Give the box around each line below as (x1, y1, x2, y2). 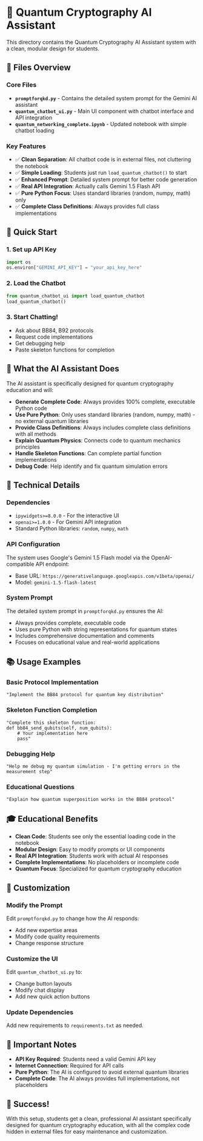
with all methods (15, 430, 56, 438)
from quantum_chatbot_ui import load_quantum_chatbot (6, 293, 145, 299)
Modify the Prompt (6, 901, 63, 909)
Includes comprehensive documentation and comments (15, 632, 155, 639)
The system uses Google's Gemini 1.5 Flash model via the (6, 554, 150, 561)
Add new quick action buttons (15, 993, 90, 1000)
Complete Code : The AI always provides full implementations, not (15, 1075, 180, 1082)
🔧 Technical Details (6, 479, 81, 490)
